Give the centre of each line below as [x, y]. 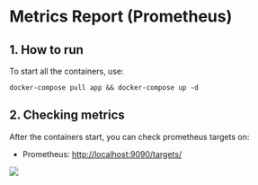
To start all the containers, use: [67, 71]
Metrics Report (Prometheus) [121, 17]
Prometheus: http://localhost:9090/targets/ [102, 154]
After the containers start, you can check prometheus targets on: [129, 137]
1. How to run [46, 50]
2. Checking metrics [67, 115]
